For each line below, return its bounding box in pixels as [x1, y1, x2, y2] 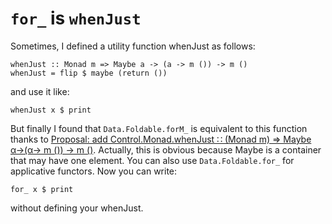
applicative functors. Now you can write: [10, 165, 178, 177]
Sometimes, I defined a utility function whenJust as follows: [10, 40, 256, 52]
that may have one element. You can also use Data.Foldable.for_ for [10, 154, 295, 166]
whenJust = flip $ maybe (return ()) [10, 68, 168, 78]
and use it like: [10, 85, 70, 97]
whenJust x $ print [10, 105, 92, 115]
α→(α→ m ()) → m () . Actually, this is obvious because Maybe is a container [10, 143, 322, 156]
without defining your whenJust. [10, 202, 144, 214]
